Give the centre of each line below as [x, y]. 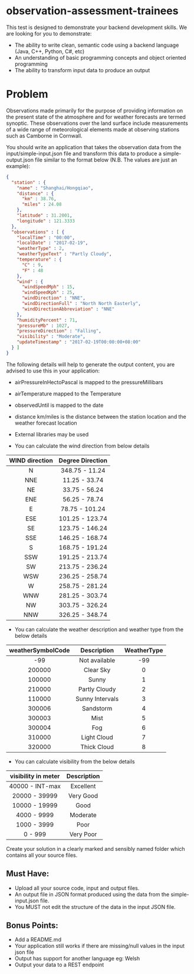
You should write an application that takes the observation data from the [94, 147]
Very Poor [83, 834]
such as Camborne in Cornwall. [44, 136]
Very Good [83, 796]
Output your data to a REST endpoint [59, 965]
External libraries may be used [52, 434]
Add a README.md [38, 940]
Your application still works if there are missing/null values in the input [99, 946]
